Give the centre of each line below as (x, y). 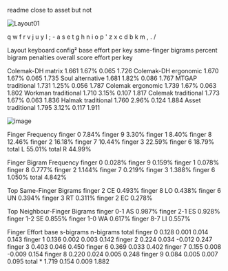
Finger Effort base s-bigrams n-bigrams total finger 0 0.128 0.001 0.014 (108, 232)
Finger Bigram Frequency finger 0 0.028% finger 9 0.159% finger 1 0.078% (113, 162)
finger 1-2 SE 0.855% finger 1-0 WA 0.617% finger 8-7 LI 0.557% (99, 218)
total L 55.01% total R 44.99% (49, 149)
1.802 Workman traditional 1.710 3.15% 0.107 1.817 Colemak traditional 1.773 (114, 93)
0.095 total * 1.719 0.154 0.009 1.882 (59, 261)
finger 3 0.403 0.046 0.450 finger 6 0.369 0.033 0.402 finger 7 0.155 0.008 (114, 247)
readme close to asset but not (50, 10)
